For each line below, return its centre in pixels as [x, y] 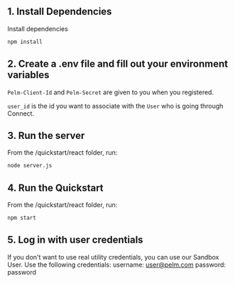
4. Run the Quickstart [56, 188]
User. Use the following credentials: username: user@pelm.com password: [116, 265]
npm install [25, 42]
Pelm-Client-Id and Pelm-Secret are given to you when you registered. [111, 92]
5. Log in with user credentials [75, 240]
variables [28, 75]
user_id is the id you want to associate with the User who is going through [115, 106]
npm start [22, 218]
